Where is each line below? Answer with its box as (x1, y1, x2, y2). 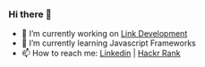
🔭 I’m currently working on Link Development (21, 29, 188, 39)
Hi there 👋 (8, 8, 53, 21)
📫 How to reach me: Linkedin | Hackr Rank (21, 48, 181, 59)
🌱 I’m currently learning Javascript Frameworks (21, 38, 196, 48)
